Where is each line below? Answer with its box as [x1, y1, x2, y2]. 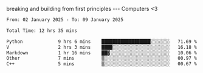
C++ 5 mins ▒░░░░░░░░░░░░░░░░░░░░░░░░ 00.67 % [6, 61, 198, 67]
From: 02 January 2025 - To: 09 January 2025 [6, 17, 123, 23]
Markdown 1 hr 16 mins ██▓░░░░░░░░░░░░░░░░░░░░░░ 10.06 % [6, 49, 198, 56]
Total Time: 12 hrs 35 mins [6, 27, 78, 34]
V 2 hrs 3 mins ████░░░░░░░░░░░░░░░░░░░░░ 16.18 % [6, 44, 198, 50]
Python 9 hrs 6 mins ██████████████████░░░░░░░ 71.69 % [6, 39, 198, 45]
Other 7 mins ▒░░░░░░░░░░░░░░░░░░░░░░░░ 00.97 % [6, 56, 198, 62]
